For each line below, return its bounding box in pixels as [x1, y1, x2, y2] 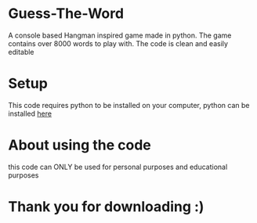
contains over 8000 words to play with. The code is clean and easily [8, 38, 229, 48]
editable [8, 47, 34, 56]
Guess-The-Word [8, 5, 124, 23]
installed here [8, 109, 52, 118]
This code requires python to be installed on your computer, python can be [8, 100, 250, 110]
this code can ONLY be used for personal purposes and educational [8, 162, 228, 171]
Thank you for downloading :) [8, 198, 205, 215]
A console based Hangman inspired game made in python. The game [8, 31, 232, 40]
